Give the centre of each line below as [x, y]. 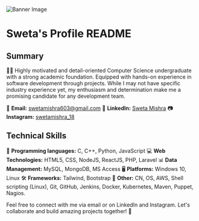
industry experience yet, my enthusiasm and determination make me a [93, 90]
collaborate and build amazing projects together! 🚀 [69, 211]
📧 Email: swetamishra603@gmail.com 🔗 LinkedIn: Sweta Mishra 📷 [90, 108]
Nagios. [16, 193]
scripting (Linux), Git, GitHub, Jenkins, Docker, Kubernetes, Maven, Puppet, [100, 187]
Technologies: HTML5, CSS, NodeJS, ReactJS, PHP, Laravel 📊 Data [92, 159]
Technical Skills [36, 136]
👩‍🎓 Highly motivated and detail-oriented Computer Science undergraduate [99, 70]
